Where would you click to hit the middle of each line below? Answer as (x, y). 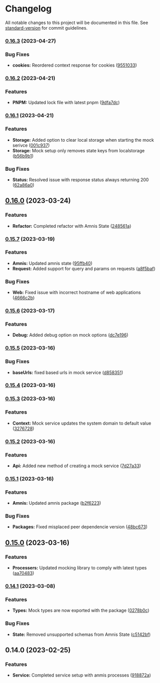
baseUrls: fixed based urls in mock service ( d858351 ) (68, 372)
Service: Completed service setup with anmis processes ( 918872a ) (81, 675)
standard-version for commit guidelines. (46, 28)
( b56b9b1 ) (23, 156)
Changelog (28, 9)
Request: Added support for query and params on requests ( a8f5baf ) (84, 268)
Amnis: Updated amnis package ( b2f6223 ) (57, 503)
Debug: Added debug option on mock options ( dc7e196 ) (70, 335)
